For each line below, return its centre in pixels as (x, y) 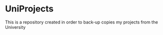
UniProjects (29, 9)
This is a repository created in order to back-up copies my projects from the (81, 22)
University (15, 27)
